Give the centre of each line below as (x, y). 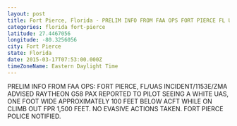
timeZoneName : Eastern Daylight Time (63, 66)
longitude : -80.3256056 (42, 40)
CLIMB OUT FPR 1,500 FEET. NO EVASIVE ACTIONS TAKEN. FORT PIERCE (115, 108)
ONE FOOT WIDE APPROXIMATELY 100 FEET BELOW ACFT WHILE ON (110, 101)
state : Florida (30, 53)
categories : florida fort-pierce (56, 27)
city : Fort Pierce (34, 46)
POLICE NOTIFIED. (34, 116)
